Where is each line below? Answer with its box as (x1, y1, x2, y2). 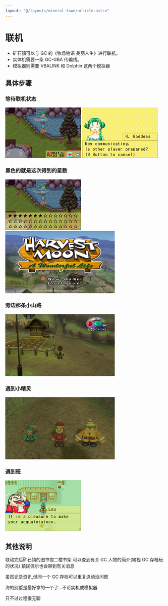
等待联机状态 (5, 95, 37, 102)
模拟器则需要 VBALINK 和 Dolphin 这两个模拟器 (12, 62, 110, 68)
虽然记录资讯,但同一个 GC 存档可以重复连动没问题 (5, 574, 108, 580)
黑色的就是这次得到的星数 (5, 167, 68, 174)
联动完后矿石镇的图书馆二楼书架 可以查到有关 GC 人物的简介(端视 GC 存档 (5, 557, 159, 563)
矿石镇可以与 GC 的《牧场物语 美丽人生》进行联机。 (12, 50, 121, 56)
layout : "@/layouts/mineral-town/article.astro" (5, 8, 109, 13)
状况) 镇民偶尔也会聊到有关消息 (9, 563, 75, 569)
